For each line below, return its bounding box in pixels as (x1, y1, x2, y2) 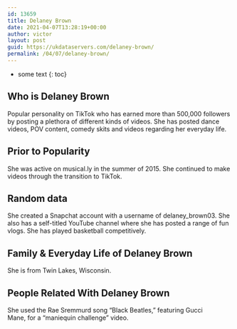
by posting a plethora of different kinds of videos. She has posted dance (7, 117, 220, 126)
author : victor (7, 30, 53, 38)
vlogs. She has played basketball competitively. (7, 226, 147, 236)
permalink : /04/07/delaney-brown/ (7, 51, 110, 58)
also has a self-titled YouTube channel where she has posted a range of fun (7, 219, 229, 228)
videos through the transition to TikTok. (7, 172, 122, 181)
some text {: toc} (17, 69, 68, 79)
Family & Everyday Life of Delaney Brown (7, 247, 193, 259)
